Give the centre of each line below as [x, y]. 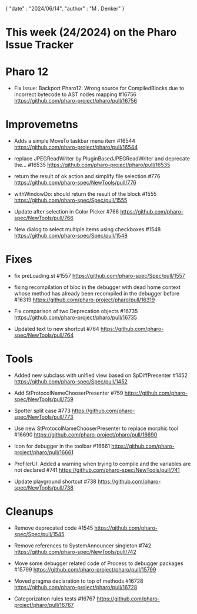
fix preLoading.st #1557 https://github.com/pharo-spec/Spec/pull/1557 [100, 276]
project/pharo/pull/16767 [44, 605]
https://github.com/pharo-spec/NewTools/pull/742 [75, 551]
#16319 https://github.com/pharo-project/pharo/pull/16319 [84, 300]
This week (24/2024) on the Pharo [91, 32]
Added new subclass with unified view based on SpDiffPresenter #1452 [101, 375]
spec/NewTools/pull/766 [44, 218]
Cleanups [29, 512]
